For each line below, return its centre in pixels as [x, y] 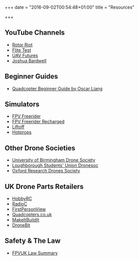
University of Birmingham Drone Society [54, 160]
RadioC [20, 204]
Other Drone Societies [40, 148]
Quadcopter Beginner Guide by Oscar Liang [57, 88]
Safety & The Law [33, 241]
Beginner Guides [31, 76]
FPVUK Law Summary [35, 253]
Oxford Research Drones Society [46, 171]
